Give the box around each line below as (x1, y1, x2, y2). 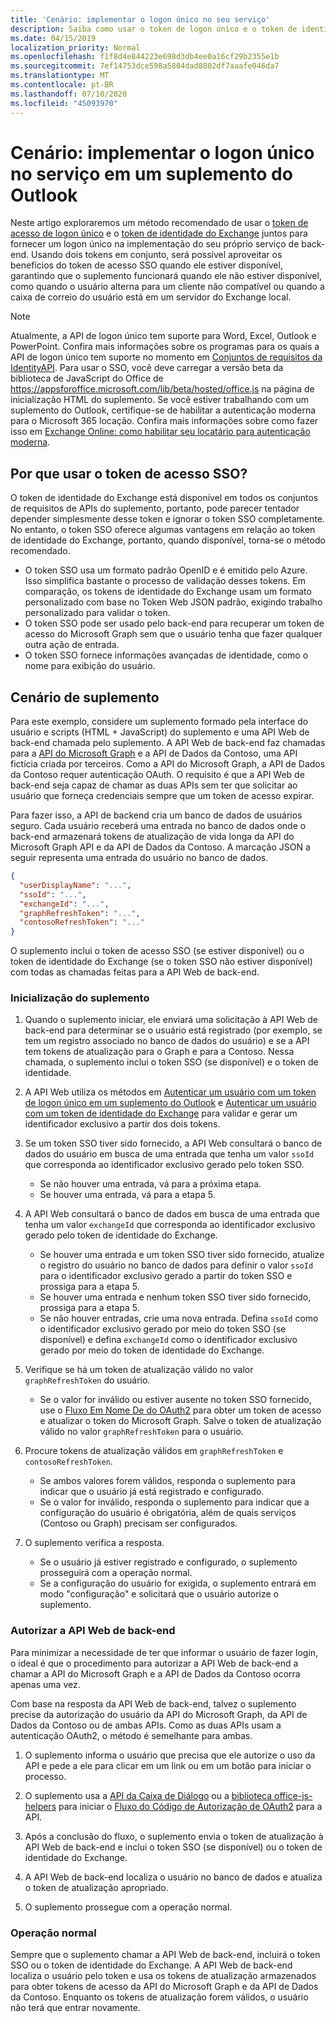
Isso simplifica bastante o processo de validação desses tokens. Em (24, 575, 307, 587)
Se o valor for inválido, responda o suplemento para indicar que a (39, 1496, 310, 1508)
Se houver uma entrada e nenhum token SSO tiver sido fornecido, (39, 1291, 312, 1303)
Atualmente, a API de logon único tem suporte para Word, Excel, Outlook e (10, 330, 317, 342)
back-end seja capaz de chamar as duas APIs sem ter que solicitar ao (10, 779, 298, 791)
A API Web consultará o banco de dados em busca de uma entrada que (24, 1208, 320, 1220)
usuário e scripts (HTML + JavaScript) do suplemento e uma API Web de (10, 726, 310, 738)
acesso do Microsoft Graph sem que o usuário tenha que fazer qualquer (24, 628, 323, 640)
